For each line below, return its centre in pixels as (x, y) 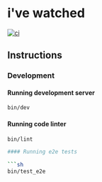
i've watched (46, 13)
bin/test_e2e (27, 172)
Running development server (51, 92)
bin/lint (20, 139)
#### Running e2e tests (42, 152)
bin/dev (19, 108)
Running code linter (37, 123)
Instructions (35, 55)
